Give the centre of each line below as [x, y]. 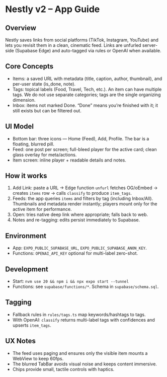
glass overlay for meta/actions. [45, 155]
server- [150, 45]
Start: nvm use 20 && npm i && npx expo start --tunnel [71, 281]
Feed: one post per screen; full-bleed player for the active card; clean [85, 149]
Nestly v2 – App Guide [53, 9]
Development [27, 269]
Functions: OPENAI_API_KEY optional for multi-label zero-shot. [75, 253]
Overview [21, 28]
